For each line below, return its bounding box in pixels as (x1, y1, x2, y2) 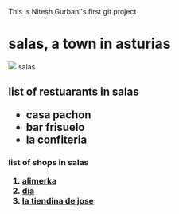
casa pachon (25, 108, 91, 122)
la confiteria (25, 133, 88, 147)
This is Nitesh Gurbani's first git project (8, 7, 137, 16)
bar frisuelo (25, 121, 85, 134)
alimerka (21, 175, 57, 186)
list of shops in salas (8, 157, 89, 168)
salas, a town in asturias (8, 35, 171, 53)
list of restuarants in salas (8, 85, 139, 99)
